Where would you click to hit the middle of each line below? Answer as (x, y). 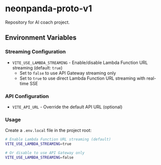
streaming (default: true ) (37, 67)
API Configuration (27, 96)
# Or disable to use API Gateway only (45, 153)
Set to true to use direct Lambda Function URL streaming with (82, 78)
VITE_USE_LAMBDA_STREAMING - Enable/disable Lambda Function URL (80, 63)
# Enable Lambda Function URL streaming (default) (58, 139)
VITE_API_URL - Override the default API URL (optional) (67, 107)
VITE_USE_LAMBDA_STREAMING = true (38, 144)
